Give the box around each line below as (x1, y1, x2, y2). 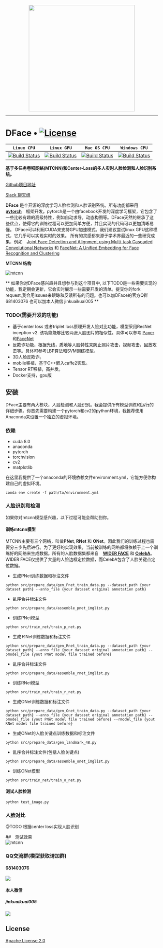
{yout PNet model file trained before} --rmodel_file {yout (31, 717, 155, 722)
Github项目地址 (5, 181, 36, 187)
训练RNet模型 (12, 680, 40, 685)
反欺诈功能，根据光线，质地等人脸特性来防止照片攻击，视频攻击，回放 (12, 342, 153, 348)
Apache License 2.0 (5, 937, 45, 943)
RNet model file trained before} (5, 721, 73, 726)
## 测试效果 (5, 834, 32, 840)
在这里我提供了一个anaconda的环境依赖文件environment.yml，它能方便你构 (5, 474, 156, 481)
